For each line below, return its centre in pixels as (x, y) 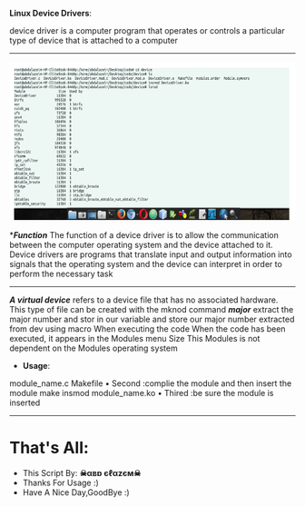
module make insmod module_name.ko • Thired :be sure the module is (142, 393)
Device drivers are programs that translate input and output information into (151, 254)
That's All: (49, 448)
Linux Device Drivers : (51, 13)
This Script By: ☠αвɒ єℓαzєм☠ (82, 472)
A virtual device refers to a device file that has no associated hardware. (144, 300)
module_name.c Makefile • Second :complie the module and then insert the (151, 383)
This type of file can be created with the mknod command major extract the (152, 309)
